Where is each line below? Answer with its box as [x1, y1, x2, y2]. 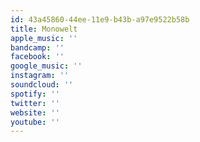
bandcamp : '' [10, 42, 65, 53]
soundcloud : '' [10, 80, 74, 90]
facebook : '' [10, 52, 65, 62]
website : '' [10, 107, 60, 118]
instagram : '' [10, 71, 70, 81]
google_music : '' [10, 61, 83, 71]
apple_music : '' [10, 33, 78, 43]
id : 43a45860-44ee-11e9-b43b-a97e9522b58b [10, 14, 190, 25]
